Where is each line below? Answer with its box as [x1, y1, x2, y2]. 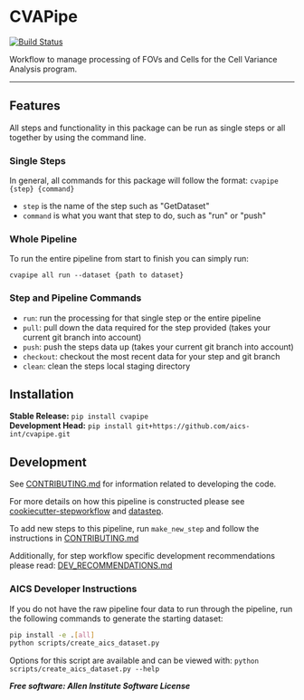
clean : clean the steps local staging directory [22, 360, 191, 371]
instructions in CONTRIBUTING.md [9, 532, 139, 544]
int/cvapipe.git [9, 430, 71, 439]
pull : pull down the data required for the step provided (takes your [22, 321, 271, 332]
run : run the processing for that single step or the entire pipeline [22, 312, 261, 323]
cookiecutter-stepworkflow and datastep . [9, 505, 165, 517]
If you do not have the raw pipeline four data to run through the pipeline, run [9, 603, 293, 614]
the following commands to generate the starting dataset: [9, 613, 223, 624]
